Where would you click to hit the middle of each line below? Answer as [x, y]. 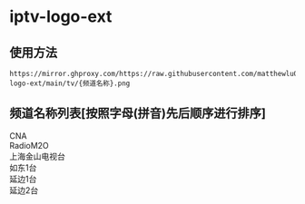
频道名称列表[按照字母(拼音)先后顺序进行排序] [138, 114]
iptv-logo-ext [61, 17]
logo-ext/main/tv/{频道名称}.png [70, 83]
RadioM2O [30, 145]
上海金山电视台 [37, 156]
